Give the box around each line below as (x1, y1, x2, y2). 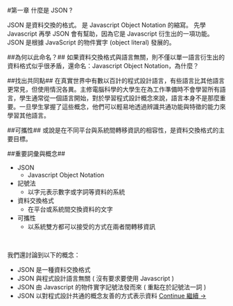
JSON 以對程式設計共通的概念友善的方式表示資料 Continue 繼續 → (17, 291, 207, 300)
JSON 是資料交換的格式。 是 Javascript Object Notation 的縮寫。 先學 (7, 21, 206, 29)
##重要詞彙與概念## (7, 150, 66, 158)
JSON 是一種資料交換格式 (17, 266, 91, 273)
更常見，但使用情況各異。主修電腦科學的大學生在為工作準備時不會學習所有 (7, 86, 220, 93)
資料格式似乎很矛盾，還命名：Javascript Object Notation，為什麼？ (7, 62, 200, 70)
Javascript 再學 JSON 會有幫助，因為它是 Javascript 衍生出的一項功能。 (7, 30, 214, 38)
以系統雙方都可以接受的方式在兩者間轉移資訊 (27, 223, 156, 231)
